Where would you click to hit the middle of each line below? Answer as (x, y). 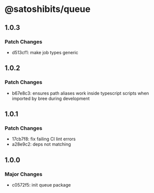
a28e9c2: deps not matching (41, 144)
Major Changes (24, 174)
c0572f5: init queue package (41, 185)
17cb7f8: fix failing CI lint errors (44, 139)
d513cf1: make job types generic (45, 52)
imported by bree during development (51, 98)
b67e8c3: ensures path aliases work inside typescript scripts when (80, 93)
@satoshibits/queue (47, 9)
